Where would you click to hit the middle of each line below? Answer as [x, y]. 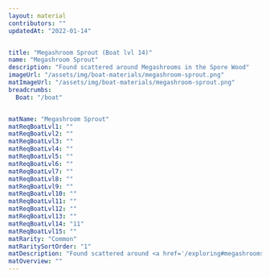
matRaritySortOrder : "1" [50, 247]
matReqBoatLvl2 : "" [41, 134]
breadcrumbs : [30, 89]
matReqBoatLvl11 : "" [43, 201]
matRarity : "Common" [43, 239]
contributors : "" [37, 23]
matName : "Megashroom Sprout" [59, 119]
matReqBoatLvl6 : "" [41, 164]
